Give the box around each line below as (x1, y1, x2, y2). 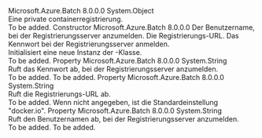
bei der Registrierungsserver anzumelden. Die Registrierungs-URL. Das (8, 31, 240, 40)
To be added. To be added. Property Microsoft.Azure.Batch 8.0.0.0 (8, 73, 224, 82)
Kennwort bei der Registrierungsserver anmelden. (8, 39, 170, 49)
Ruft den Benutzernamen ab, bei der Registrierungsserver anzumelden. (8, 114, 239, 123)
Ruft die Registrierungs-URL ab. (8, 89, 112, 99)
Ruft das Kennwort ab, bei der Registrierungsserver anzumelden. (8, 64, 219, 74)
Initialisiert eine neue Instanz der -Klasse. (8, 48, 142, 56)
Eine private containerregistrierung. (8, 14, 124, 24)
